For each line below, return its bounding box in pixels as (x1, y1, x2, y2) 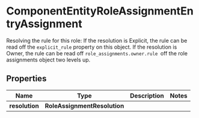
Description (130, 92, 164, 100)
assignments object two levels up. (6, 56, 91, 63)
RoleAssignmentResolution (44, 101, 124, 110)
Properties (6, 73, 47, 84)
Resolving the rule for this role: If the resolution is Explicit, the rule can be (6, 37, 188, 44)
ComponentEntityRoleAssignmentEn (6, 4, 194, 18)
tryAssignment (6, 17, 82, 31)
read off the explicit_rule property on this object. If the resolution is (6, 43, 177, 51)
